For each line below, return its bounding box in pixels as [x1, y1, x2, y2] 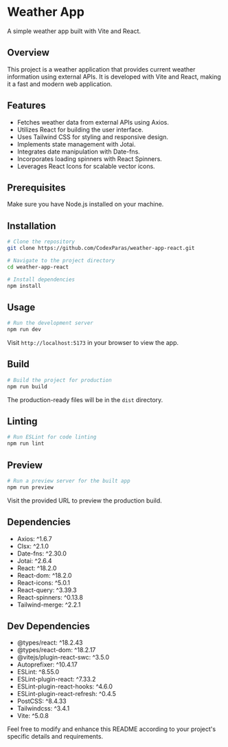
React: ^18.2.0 [16, 564, 57, 572]
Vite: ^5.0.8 [16, 712, 49, 720]
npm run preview [7, 483, 54, 491]
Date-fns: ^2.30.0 [16, 549, 67, 558]
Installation [7, 220, 56, 231]
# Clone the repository [7, 238, 76, 245]
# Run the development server [7, 319, 94, 327]
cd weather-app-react [7, 263, 69, 271]
